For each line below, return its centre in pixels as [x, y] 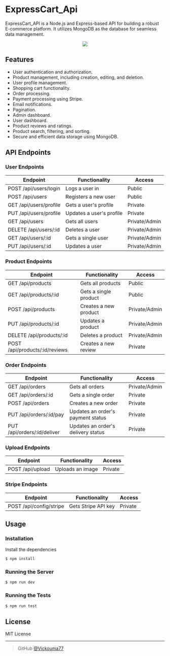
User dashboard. [30, 120]
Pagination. [24, 110]
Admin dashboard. [32, 115]
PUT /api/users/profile [34, 213]
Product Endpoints [29, 261]
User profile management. [40, 83]
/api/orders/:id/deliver [34, 432]
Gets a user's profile [90, 205]
